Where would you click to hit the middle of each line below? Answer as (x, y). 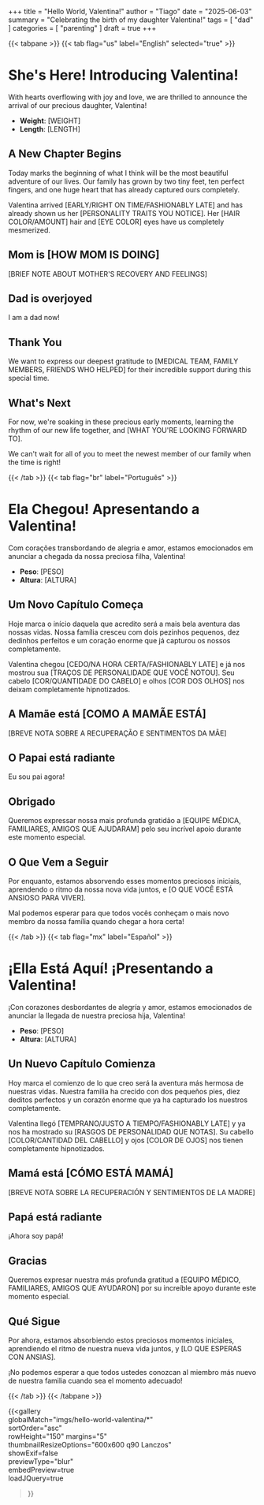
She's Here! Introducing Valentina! (123, 75)
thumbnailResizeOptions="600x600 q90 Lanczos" (90, 1445)
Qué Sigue (34, 1321)
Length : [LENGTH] (50, 129)
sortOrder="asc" (35, 1428)
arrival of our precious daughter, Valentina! (78, 105)
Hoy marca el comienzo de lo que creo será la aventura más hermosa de (126, 1082)
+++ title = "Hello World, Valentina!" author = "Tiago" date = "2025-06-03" (130, 11)
